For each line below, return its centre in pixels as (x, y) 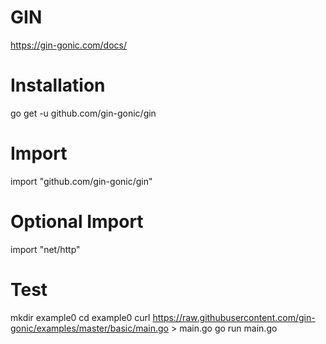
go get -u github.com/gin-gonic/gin (83, 113)
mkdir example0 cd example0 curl (80, 317)
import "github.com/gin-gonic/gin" (81, 181)
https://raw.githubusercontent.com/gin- (234, 317)
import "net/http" (45, 249)
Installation (58, 85)
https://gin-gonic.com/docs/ (68, 45)
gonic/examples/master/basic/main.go (90, 328)
